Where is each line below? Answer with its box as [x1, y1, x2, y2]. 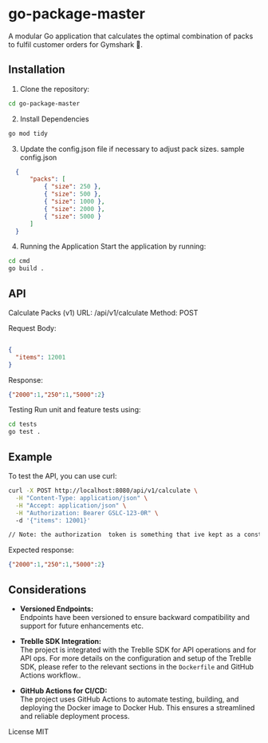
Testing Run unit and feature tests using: [8, 405, 141, 415]
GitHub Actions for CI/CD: [19, 685, 108, 695]
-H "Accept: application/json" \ [15, 501, 127, 510]
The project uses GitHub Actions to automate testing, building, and [19, 694, 239, 704]
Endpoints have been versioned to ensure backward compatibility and [19, 612, 250, 622]
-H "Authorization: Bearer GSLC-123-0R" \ [15, 509, 159, 517]
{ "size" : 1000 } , [43, 197, 105, 205]
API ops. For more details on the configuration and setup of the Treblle [19, 653, 252, 663]
